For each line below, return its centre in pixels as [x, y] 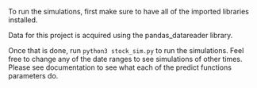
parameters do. [33, 76]
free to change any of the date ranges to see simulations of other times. [125, 59]
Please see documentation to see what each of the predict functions [120, 67]
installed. [23, 20]
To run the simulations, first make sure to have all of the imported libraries [129, 11]
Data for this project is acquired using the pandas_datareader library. [121, 35]
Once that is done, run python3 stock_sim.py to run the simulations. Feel [126, 50]
